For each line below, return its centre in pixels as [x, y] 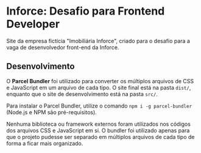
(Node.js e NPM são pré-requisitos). [52, 112]
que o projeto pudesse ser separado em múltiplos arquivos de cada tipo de [100, 137]
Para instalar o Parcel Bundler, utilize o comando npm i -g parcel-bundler [99, 106]
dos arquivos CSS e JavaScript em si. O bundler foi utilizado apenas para [98, 130]
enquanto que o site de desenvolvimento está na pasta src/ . [82, 94]
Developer [33, 24]
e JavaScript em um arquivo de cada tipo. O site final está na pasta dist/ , [99, 87]
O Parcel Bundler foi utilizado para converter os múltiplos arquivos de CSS [100, 81]
